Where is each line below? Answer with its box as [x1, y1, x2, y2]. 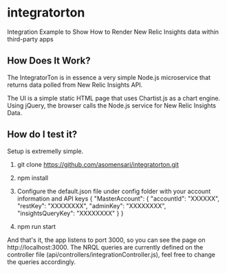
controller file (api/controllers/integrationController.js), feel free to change [7, 250, 215, 259]
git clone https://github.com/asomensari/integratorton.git [17, 160, 179, 168]
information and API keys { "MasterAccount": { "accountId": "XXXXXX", [17, 194, 220, 203]
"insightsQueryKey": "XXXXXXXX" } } [17, 209, 124, 217]
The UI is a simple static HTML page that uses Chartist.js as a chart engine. [7, 94, 221, 102]
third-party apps [7, 34, 54, 43]
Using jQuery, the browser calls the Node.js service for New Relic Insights [7, 101, 217, 110]
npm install [17, 174, 49, 182]
